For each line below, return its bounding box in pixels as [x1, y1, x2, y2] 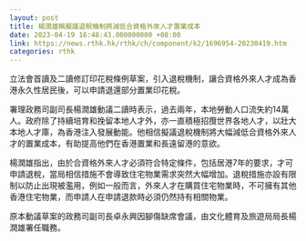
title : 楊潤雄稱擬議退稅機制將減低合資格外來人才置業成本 [9, 22, 201, 31]
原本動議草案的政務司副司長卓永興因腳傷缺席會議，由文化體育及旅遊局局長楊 [9, 211, 297, 222]
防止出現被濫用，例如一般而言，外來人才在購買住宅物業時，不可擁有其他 [25, 180, 297, 191]
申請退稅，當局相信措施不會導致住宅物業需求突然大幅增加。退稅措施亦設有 [9, 169, 289, 180]
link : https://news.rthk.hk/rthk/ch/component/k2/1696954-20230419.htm [9, 38, 287, 48]
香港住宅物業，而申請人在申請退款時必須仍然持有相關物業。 [9, 192, 233, 203]
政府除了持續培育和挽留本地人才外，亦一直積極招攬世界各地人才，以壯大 [25, 115, 297, 126]
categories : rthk [9, 47, 76, 56]
